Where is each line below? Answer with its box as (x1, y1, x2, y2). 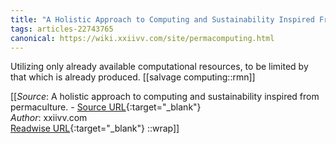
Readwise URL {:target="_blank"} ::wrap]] (10, 122, 180, 135)
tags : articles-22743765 (10, 24, 114, 34)
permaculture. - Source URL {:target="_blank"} (10, 101, 202, 113)
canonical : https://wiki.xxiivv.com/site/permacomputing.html (10, 33, 275, 43)
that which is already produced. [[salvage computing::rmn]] (10, 71, 256, 83)
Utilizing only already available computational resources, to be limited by (10, 61, 309, 73)
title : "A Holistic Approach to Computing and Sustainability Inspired (10, 14, 315, 25)
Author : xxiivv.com (10, 112, 88, 124)
